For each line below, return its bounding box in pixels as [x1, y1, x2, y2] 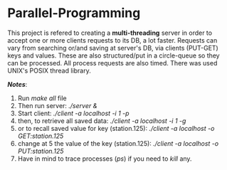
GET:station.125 [17, 132, 64, 140]
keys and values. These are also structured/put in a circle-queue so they [7, 51, 220, 60]
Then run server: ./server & [17, 101, 97, 110]
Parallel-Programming [7, 5, 141, 21]
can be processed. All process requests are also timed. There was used [7, 58, 218, 67]
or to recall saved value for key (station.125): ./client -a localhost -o [17, 124, 215, 132]
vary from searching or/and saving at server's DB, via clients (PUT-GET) [7, 43, 218, 52]
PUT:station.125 [17, 147, 64, 155]
